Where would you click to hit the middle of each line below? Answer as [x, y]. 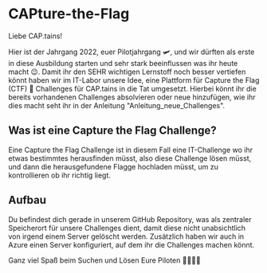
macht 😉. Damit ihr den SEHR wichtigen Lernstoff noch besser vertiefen [127, 72]
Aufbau [27, 200]
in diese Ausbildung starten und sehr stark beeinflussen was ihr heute [123, 63]
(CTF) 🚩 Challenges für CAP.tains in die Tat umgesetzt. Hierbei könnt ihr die [132, 88]
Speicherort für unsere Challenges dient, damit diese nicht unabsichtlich [127, 228]
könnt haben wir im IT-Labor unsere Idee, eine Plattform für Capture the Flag [134, 80]
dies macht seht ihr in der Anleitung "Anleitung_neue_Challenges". [117, 105]
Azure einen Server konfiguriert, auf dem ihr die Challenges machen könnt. [132, 244]
